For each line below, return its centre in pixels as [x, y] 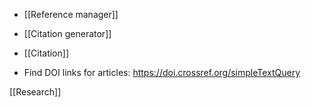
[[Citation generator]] [67, 33]
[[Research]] [35, 92]
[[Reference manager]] [71, 14]
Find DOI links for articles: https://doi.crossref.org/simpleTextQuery [162, 72]
